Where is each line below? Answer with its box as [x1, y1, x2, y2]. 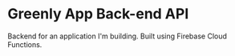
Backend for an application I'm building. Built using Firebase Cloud [7, 31, 228, 41]
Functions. [7, 39, 43, 49]
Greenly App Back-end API [7, 5, 189, 23]
